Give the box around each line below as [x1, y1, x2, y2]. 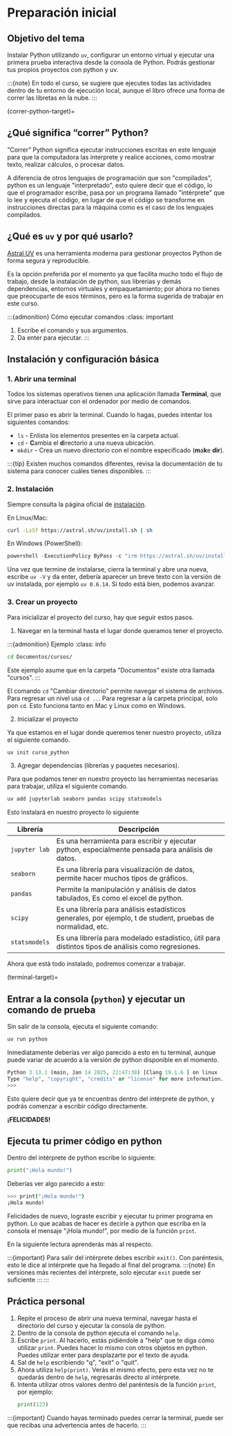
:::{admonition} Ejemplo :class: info [7, 639, 106, 648]
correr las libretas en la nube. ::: [7, 94, 98, 102]
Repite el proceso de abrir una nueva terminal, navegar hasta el [17, 1314, 198, 1322]
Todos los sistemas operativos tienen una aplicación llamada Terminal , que [7, 390, 222, 398]
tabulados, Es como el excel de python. [56, 894, 184, 903]
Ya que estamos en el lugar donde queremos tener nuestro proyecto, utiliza [7, 728, 222, 736]
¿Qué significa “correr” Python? [7, 127, 149, 139]
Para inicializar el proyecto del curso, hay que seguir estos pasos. [7, 613, 195, 621]
